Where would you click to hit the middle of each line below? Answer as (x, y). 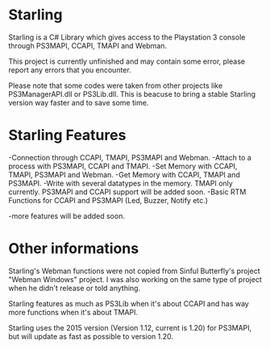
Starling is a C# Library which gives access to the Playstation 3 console (127, 37)
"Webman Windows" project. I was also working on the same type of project (135, 279)
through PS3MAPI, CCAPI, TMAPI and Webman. (88, 45)
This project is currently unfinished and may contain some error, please (127, 61)
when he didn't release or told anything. (75, 288)
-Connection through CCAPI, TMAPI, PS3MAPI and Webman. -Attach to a (130, 157)
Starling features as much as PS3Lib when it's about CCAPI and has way (129, 303)
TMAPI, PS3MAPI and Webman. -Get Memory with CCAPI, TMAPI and (124, 174)
